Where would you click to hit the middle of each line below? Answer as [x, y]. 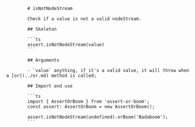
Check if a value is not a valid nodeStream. [85, 19]
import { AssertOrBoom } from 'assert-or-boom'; [89, 102]
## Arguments [44, 60]
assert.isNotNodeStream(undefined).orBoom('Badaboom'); [98, 117]
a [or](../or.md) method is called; [51, 76]
